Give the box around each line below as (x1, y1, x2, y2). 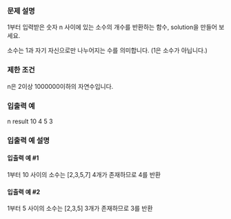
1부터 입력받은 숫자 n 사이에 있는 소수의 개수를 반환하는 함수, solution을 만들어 (7, 23, 217, 32)
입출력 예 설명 (7, 136, 50, 145)
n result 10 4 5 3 (7, 117, 53, 125)
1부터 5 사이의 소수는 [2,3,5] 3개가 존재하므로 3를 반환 (7, 205, 153, 213)
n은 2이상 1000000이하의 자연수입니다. (7, 82, 114, 90)
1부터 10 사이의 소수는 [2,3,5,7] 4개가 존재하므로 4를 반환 (7, 171, 161, 179)
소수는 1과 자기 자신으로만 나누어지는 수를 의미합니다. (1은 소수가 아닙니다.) (7, 46, 208, 54)
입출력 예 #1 (7, 154, 39, 163)
